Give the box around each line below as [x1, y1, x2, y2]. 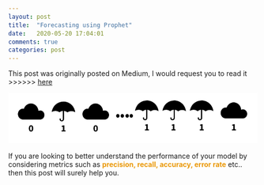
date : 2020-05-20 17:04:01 [8, 29, 104, 37]
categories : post [8, 46, 66, 55]
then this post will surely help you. [8, 168, 120, 178]
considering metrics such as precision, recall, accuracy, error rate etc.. [8, 160, 243, 169]
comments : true [8, 38, 58, 46]
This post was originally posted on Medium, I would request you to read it [8, 69, 247, 78]
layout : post [8, 13, 51, 21]
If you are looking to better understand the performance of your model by [8, 151, 247, 161]
